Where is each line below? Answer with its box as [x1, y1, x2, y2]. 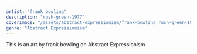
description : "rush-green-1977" [6, 14, 85, 20]
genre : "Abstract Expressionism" [6, 25, 88, 31]
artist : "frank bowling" [6, 8, 67, 15]
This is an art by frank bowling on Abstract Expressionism [6, 41, 145, 48]
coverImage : [6, 19, 35, 25]
